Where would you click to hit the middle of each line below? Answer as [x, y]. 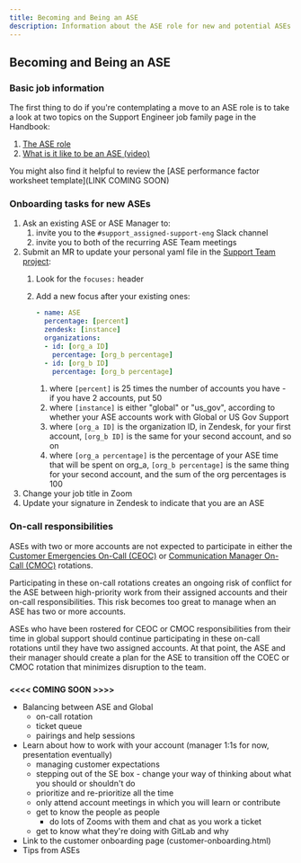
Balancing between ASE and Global [88, 707]
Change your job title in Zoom [77, 494]
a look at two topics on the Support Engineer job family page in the [133, 117]
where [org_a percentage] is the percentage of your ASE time [164, 456]
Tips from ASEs [51, 850]
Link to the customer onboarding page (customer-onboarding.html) [146, 841]
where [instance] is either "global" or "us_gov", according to [162, 408]
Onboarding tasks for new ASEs [80, 204]
